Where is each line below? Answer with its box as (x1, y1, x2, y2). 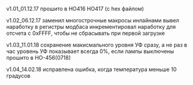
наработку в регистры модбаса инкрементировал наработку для (6, 24, 176, 30)
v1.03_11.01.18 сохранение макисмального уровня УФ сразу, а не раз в (6, 42, 188, 48)
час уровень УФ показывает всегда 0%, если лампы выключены (6, 48, 174, 55)
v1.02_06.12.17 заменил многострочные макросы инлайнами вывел (6, 17, 180, 24)
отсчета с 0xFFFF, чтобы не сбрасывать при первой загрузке (6, 30, 165, 37)
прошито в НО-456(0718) (6, 54, 71, 61)
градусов (6, 72, 31, 79)
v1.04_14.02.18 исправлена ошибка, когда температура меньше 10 (6, 66, 177, 73)
